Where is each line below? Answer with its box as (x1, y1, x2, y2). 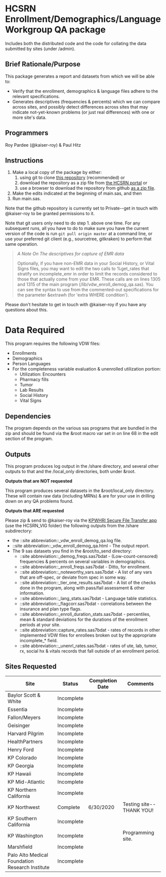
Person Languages (12, 361, 51, 367)
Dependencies (5, 412, 51, 420)
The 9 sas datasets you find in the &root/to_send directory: (12, 548, 132, 554)
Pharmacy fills (19, 377, 49, 383)
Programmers (5, 129, 48, 137)
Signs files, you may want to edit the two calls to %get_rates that (17, 266, 149, 272)
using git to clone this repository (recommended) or (19, 174, 125, 181)
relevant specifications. (12, 93, 60, 99)
